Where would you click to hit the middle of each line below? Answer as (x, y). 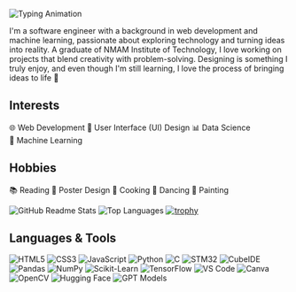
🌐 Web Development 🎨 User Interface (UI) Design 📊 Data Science (130, 127)
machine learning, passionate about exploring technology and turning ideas (147, 40)
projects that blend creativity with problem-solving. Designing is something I (148, 59)
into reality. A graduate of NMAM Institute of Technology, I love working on (145, 50)
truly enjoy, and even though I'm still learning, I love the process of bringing (147, 68)
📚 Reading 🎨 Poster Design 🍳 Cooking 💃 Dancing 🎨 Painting (119, 189)
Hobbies (33, 168)
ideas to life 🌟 (34, 78)
